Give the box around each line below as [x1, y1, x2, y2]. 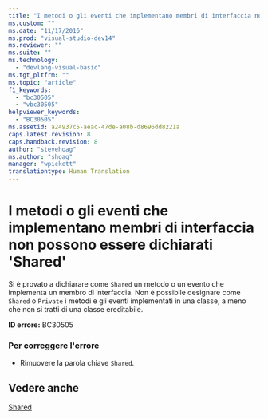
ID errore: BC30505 [8, 320, 74, 330]
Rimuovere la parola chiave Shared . [19, 358, 135, 368]
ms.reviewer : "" [8, 42, 62, 49]
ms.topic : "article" [8, 78, 77, 86]
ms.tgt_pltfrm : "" [8, 71, 69, 79]
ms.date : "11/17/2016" [8, 26, 84, 34]
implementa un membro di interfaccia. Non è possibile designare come [8, 287, 241, 297]
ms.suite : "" [8, 49, 52, 57]
